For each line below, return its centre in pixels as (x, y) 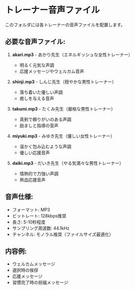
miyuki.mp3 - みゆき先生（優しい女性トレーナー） (64, 136)
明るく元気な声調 (37, 65)
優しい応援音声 (35, 152)
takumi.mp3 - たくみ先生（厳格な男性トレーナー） (64, 109)
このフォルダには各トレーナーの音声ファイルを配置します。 (65, 25)
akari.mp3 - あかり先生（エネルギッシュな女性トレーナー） (72, 54)
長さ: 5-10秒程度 (29, 222)
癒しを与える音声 (37, 98)
